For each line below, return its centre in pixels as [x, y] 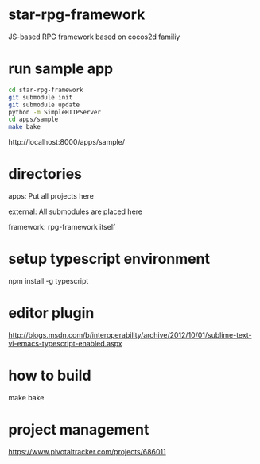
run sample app [61, 69]
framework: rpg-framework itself [62, 227]
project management [79, 430]
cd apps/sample [33, 120]
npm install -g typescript [49, 281]
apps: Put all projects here [51, 196]
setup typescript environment [109, 259]
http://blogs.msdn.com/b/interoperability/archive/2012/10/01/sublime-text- [130, 334]
